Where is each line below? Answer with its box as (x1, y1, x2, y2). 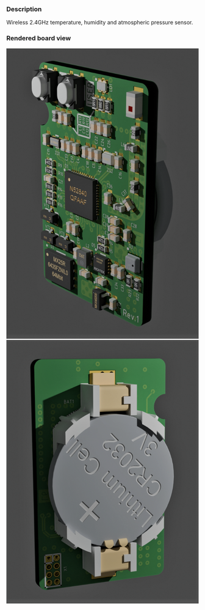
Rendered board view (6, 34, 71, 43)
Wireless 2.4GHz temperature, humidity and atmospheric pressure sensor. (6, 19, 193, 26)
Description (6, 5, 42, 13)
